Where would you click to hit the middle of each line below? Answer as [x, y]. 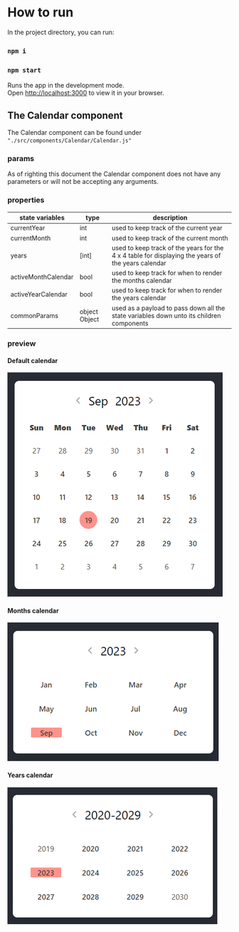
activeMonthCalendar [42, 277]
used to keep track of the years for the [168, 247]
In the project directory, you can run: [61, 32]
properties [26, 200]
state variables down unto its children [166, 315]
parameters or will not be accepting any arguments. [83, 182]
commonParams [34, 315]
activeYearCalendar [39, 294]
